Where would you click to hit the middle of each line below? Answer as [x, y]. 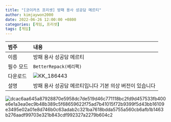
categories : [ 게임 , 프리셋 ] [32, 24]
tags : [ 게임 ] [18, 29]
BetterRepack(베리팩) [57, 67]
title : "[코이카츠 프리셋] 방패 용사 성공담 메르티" [53, 10]
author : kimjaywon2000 [29, 15]
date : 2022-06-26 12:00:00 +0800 [41, 19]
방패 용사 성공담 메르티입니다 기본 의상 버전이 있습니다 [94, 86]
